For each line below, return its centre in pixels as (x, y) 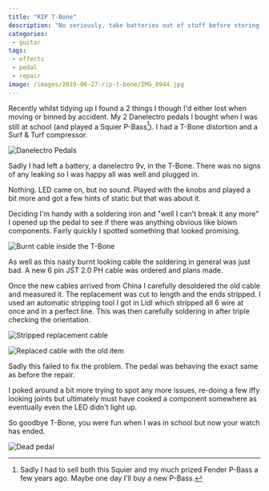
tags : (17, 51)
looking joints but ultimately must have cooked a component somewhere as (133, 399)
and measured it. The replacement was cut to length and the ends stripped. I (134, 294)
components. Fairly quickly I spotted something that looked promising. (124, 231)
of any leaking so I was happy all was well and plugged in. (104, 174)
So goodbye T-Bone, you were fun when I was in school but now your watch (134, 423)
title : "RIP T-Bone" (43, 17)
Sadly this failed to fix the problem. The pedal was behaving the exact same (133, 366)
